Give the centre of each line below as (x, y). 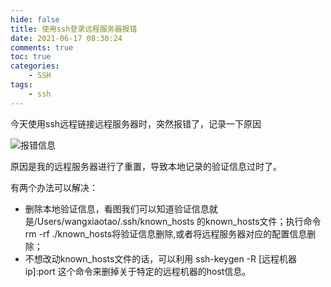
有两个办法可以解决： (54, 187)
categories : (35, 66)
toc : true (31, 57)
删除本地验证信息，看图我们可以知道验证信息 (117, 208)
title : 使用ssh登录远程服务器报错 (74, 29)
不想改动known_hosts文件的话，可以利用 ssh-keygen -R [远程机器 (161, 258)
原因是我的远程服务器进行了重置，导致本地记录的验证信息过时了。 (146, 166)
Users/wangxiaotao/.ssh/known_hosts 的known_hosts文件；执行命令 (179, 221)
